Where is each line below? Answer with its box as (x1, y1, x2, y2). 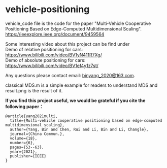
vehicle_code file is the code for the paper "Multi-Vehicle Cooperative (5, 20, 151, 26)
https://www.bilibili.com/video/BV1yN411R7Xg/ (5, 52, 103, 58)
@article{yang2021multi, (5, 113, 58, 119)
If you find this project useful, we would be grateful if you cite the (5, 97, 146, 104)
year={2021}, (10, 149, 38, 154)
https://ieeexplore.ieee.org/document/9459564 (5, 31, 105, 37)
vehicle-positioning (5, 4, 90, 15)
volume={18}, (10, 136, 38, 141)
